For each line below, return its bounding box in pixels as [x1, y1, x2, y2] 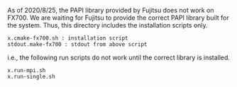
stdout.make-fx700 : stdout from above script [7, 41, 148, 48]
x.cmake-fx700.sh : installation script [7, 35, 129, 42]
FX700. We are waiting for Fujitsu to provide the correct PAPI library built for [7, 13, 229, 22]
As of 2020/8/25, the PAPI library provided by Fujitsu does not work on [7, 6, 214, 14]
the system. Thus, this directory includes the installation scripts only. [7, 21, 208, 29]
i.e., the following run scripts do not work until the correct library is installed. [7, 53, 231, 62]
